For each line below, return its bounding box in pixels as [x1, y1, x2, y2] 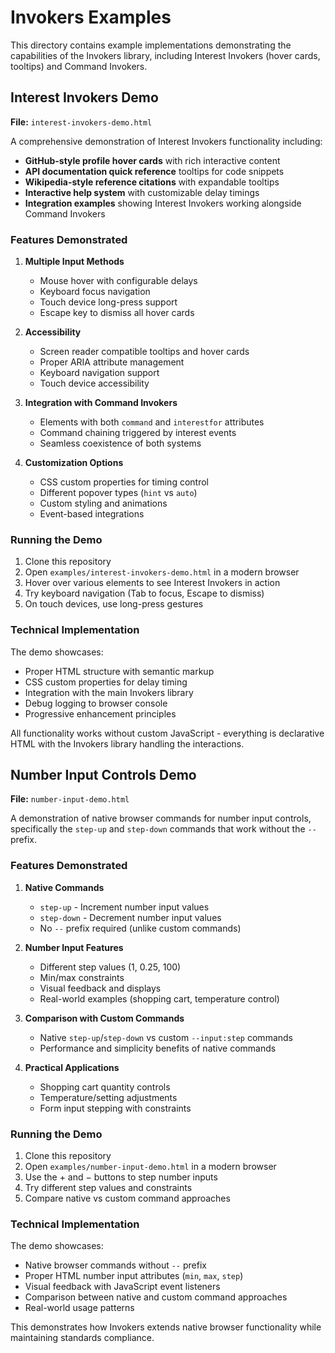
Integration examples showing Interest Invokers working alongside [24, 197, 302, 209]
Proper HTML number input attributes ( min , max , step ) [24, 1270, 244, 1282]
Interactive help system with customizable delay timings [24, 186, 260, 198]
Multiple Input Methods [24, 256, 125, 268]
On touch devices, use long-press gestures [24, 598, 204, 610]
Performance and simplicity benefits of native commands [39, 1042, 277, 1054]
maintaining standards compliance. [10, 1332, 155, 1344]
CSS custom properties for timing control [39, 476, 209, 488]
